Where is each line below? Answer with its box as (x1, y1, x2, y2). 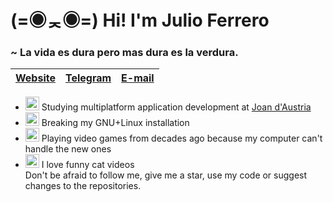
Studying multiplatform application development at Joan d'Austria (41, 101, 312, 113)
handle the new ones (24, 143, 112, 155)
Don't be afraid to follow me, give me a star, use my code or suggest (24, 169, 308, 181)
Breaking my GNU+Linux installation (41, 117, 190, 129)
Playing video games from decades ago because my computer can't (41, 132, 323, 145)
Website (15, 71, 56, 85)
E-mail (121, 71, 155, 85)
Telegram (64, 71, 112, 85)
